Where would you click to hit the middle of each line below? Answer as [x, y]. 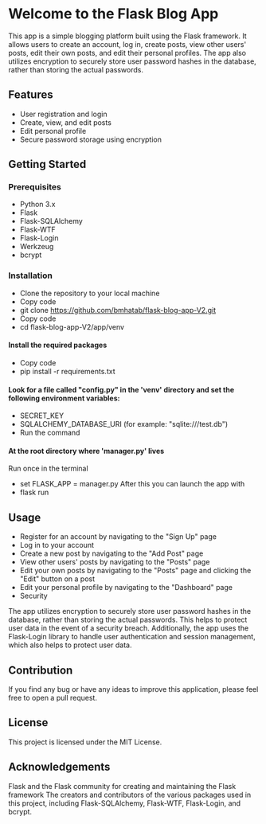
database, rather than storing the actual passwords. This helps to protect [128, 620]
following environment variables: [64, 398]
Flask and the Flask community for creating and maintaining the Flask [122, 786]
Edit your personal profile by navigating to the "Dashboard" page [126, 588]
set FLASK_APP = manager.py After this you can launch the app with [132, 484]
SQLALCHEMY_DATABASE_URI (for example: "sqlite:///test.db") [124, 424]
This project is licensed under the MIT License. [85, 742]
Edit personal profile [53, 131]
